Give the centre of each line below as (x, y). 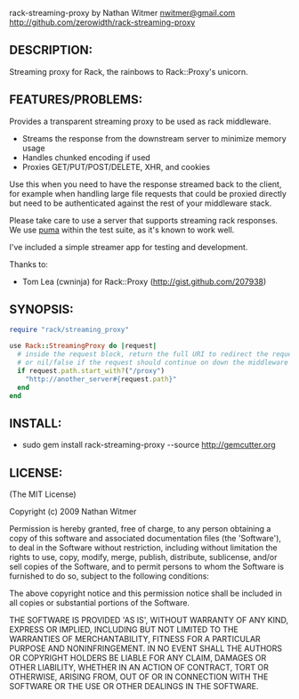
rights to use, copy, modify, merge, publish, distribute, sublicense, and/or (143, 557)
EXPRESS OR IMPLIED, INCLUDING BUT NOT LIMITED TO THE (124, 630)
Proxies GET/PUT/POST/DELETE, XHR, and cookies (116, 167)
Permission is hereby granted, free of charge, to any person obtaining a (140, 529)
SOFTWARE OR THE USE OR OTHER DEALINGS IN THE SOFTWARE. (134, 687)
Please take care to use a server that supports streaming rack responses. (144, 220)
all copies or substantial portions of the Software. (99, 603)
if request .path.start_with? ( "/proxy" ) (91, 370)
